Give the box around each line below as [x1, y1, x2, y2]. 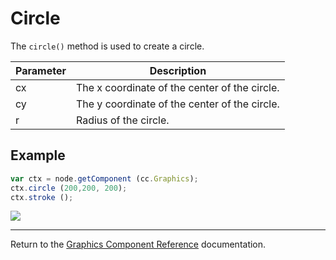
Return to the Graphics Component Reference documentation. [10, 238, 267, 251]
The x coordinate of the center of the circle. [75, 80, 280, 94]
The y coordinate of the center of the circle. [75, 97, 280, 111]
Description [149, 63, 207, 77]
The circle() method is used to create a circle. [10, 40, 205, 52]
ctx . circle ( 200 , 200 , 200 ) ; [10, 183, 128, 193]
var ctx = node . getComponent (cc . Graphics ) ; [10, 173, 199, 184]
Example [10, 147, 66, 164]
